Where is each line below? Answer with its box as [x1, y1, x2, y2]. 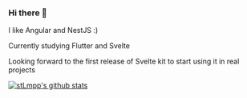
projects [8, 65, 36, 75]
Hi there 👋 [8, 7, 48, 18]
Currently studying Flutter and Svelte [8, 41, 131, 51]
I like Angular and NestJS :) [8, 26, 99, 35]
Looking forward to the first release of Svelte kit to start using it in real [8, 56, 240, 67]
